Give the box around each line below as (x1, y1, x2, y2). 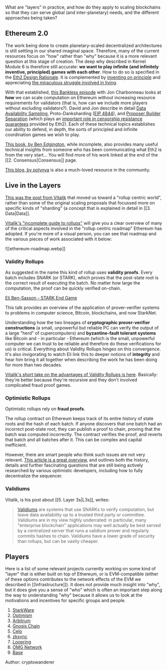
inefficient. (5, 442, 27, 448)
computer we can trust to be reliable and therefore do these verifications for (5, 340, 162, 346)
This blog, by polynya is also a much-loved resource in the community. (5, 167, 151, 172)
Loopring (12, 639, 31, 645)
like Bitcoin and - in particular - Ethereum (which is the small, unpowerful (5, 335, 155, 341)
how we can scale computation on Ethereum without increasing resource (5, 94, 156, 100)
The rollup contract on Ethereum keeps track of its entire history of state (5, 416, 154, 422)
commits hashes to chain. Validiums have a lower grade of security (17, 533, 155, 539)
